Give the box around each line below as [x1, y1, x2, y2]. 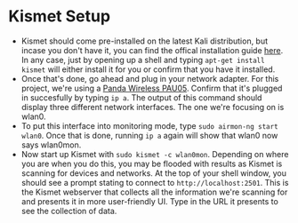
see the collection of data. [20, 205, 117, 216]
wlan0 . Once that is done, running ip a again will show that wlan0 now [20, 130, 278, 140]
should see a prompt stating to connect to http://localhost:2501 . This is [20, 177, 289, 187]
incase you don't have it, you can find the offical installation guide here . [20, 44, 284, 55]
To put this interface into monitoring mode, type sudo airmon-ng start [20, 120, 278, 131]
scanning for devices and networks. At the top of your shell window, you [20, 167, 286, 179]
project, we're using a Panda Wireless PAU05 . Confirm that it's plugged [20, 83, 283, 93]
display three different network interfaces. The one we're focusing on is [20, 101, 285, 112]
